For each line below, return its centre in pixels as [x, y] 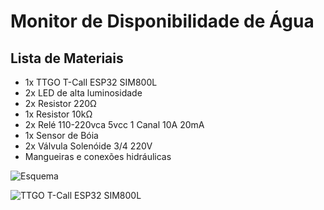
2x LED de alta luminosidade [83, 93]
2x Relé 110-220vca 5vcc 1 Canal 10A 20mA [114, 124]
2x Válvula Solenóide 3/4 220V [88, 146]
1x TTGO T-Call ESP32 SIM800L [91, 82]
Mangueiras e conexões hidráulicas [98, 156]
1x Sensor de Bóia [61, 135]
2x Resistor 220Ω [60, 103]
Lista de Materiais [67, 58]
